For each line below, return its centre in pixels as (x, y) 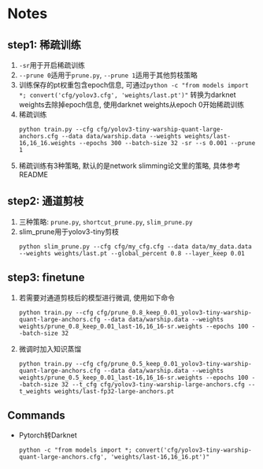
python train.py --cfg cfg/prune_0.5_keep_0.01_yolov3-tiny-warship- (135, 363)
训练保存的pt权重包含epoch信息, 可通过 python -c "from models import (133, 85)
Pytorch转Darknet (48, 435)
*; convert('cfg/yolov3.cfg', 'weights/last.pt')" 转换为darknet (127, 95)
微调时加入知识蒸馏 (50, 348)
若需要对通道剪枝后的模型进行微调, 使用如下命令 (96, 297)
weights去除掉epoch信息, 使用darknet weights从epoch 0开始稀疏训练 (131, 104)
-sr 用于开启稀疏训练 (52, 65)
